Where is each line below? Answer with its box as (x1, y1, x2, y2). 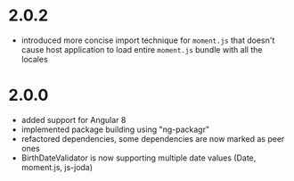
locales (20, 53, 48, 64)
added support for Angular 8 (20, 114, 127, 125)
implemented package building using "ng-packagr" (20, 124, 210, 135)
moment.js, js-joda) (20, 161, 94, 172)
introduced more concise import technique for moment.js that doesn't (20, 35, 275, 45)
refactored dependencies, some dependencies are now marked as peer (20, 133, 285, 144)
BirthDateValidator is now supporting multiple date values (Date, (20, 152, 257, 163)
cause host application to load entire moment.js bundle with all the (20, 44, 263, 54)
